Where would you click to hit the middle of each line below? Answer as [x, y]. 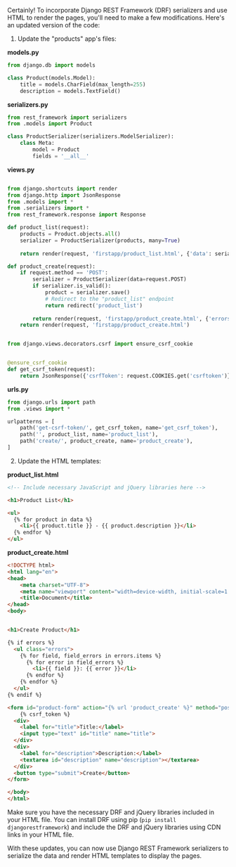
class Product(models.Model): [52, 78]
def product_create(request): [52, 266]
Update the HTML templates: [59, 461]
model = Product [56, 150]
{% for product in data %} [53, 520]
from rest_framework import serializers [67, 117]
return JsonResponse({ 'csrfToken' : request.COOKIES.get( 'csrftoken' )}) [127, 375]
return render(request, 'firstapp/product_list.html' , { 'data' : [116, 253]
